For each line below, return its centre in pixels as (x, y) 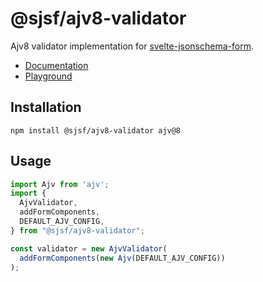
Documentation (56, 65)
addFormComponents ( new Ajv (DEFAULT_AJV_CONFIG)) (122, 258)
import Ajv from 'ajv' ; (60, 184)
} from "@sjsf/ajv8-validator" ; (77, 230)
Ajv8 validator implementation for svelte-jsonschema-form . (132, 46)
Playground (48, 76)
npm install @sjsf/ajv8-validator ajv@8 (96, 130)
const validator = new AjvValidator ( (89, 248)
